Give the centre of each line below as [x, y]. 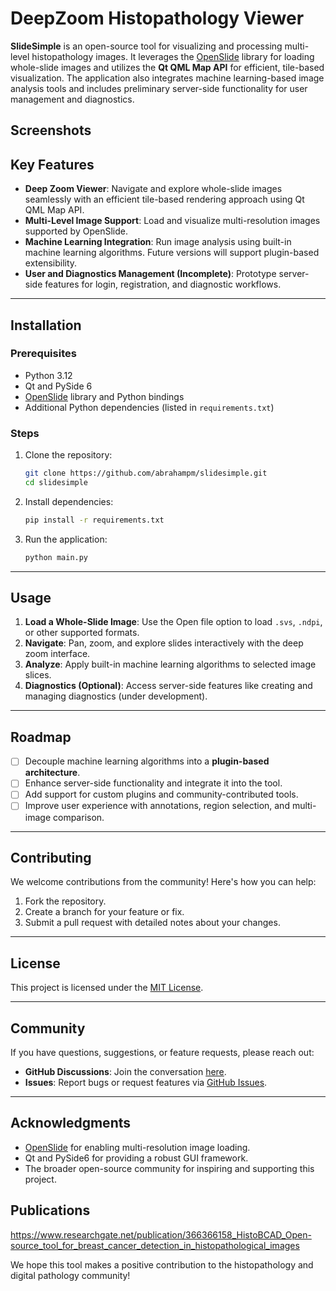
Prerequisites [43, 354]
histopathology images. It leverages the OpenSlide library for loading [173, 56]
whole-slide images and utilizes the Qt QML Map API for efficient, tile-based [167, 67]
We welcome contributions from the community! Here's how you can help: [163, 882]
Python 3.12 [48, 375]
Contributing [51, 857]
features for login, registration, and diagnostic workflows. [163, 284]
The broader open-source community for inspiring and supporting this [169, 1168]
